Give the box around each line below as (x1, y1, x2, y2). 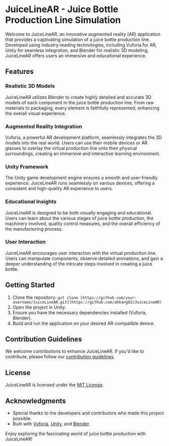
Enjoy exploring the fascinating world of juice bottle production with (5, 431, 146, 437)
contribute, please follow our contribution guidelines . (5, 354, 115, 360)
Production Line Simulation (5, 14, 121, 26)
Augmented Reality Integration (5, 123, 82, 130)
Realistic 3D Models (5, 83, 55, 90)
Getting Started (5, 281, 55, 289)
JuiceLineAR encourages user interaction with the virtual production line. (5, 250, 157, 256)
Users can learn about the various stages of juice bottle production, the (5, 215, 154, 221)
